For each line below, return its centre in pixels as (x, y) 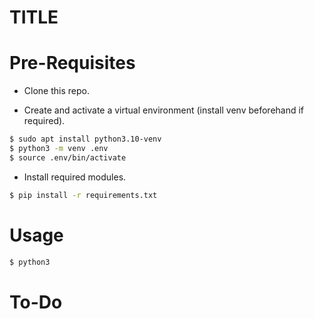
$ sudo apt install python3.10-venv (85, 139)
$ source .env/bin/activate (68, 157)
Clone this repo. (56, 91)
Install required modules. (75, 177)
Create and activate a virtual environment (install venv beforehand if (164, 110)
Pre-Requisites (72, 63)
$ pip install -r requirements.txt (83, 195)
